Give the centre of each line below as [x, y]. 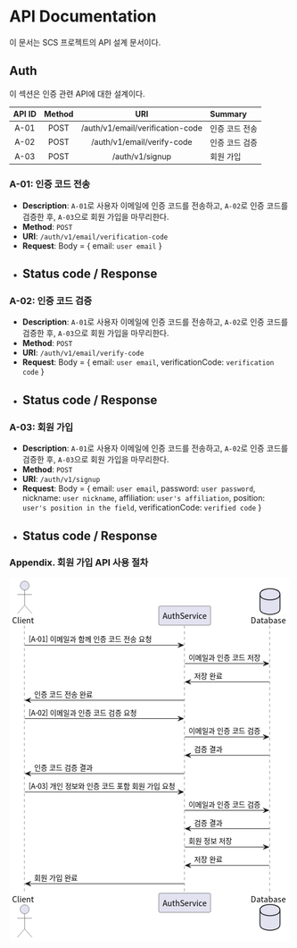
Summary [229, 114]
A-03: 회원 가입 [41, 427]
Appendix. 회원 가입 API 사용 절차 [79, 563]
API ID [25, 114]
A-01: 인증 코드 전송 [50, 184]
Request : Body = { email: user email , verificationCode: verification [148, 362]
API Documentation [83, 17]
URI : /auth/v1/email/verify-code [83, 353]
